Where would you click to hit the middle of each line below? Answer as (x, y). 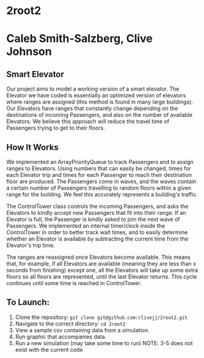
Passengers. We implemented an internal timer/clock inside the (86, 226)
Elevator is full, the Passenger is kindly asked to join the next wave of (93, 219)
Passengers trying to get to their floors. (56, 128)
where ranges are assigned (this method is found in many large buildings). (100, 102)
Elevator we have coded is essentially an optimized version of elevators (96, 95)
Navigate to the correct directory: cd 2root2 (70, 323)
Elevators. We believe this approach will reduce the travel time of (88, 121)
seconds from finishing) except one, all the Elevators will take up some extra (102, 270)
